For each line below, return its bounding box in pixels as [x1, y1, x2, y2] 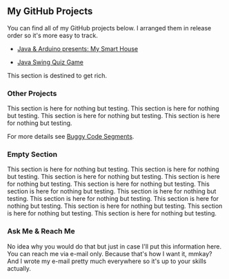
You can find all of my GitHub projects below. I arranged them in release [7, 23, 212, 32]
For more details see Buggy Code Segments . [7, 133, 135, 141]
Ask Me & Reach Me [7, 227, 75, 236]
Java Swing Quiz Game [17, 58, 84, 66]
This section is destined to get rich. [7, 71, 108, 79]
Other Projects [7, 88, 57, 98]
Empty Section [7, 150, 57, 160]
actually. [7, 264, 31, 272]
